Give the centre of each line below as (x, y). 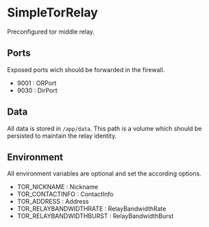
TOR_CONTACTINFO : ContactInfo (65, 194)
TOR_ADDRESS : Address (53, 202)
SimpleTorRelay (52, 13)
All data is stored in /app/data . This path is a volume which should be (104, 128)
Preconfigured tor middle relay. (51, 32)
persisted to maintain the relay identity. (62, 136)
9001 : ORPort (37, 83)
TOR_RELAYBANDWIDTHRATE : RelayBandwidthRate (91, 209)
